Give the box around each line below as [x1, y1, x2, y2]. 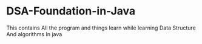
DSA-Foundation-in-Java [6, 4, 136, 18]
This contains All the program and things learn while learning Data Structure [6, 24, 196, 31]
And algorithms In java [6, 30, 62, 37]
